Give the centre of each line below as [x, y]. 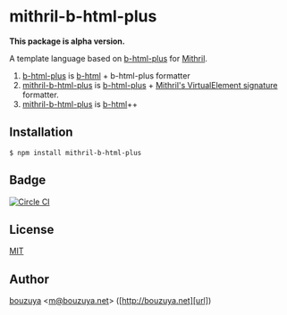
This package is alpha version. [67, 41]
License [32, 229]
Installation [41, 133]
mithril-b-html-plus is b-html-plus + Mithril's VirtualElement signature [150, 85]
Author [29, 279]
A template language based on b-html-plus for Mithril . [109, 58]
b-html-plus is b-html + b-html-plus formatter [106, 75]
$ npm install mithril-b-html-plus [76, 153]
